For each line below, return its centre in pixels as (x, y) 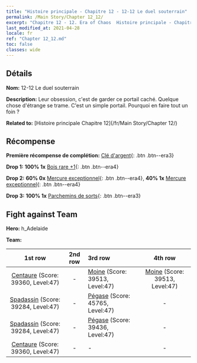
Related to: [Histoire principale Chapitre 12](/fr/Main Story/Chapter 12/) (92, 123)
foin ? (13, 112)
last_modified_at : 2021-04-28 (43, 28)
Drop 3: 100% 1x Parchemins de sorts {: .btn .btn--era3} (74, 196)
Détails (19, 74)
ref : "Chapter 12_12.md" (36, 39)
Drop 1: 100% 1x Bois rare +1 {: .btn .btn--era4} (62, 167)
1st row (35, 258)
